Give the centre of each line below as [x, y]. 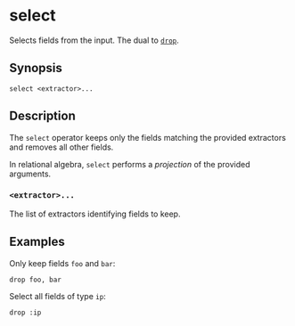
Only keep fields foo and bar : [62, 263]
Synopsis [36, 68]
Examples [37, 242]
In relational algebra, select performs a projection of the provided [130, 164]
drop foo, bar [36, 280]
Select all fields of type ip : [58, 296]
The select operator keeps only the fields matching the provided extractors [148, 137]
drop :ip [25, 313]
